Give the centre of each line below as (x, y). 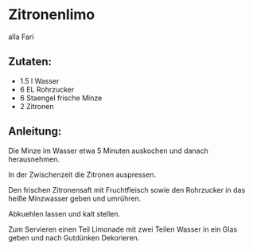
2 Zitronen (37, 106)
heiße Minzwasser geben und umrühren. (75, 198)
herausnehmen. (34, 159)
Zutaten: (30, 62)
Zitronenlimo (52, 15)
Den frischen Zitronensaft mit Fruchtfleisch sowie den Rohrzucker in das (127, 189)
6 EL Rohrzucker (47, 89)
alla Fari (21, 37)
